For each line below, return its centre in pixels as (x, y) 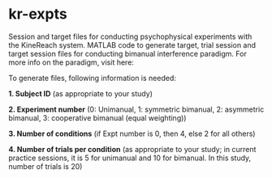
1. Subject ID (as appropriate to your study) (80, 93)
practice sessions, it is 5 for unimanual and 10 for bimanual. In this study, (130, 158)
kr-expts (38, 14)
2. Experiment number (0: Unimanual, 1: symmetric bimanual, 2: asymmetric (136, 109)
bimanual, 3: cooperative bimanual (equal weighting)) (97, 117)
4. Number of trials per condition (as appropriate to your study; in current (132, 149)
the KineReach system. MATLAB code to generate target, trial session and (132, 44)
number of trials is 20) (45, 166)
